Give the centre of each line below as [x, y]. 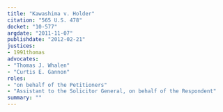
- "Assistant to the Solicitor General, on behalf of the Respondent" [112, 91]
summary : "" [24, 98]
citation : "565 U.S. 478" [45, 20]
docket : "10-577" [32, 26]
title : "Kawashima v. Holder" [51, 14]
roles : [17, 78]
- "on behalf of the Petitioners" [57, 85]
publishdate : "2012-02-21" [46, 40]
